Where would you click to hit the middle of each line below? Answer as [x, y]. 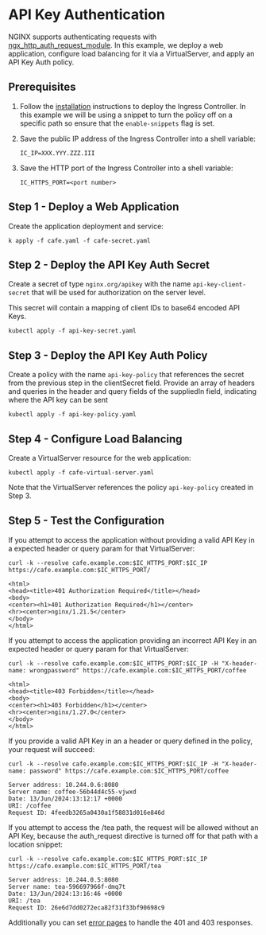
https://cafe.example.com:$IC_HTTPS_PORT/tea [85, 866]
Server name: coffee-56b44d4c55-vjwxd [72, 792]
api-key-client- [219, 285]
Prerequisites [42, 87]
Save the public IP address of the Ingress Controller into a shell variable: [138, 138]
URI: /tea [25, 901]
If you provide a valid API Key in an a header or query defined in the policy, [130, 741]
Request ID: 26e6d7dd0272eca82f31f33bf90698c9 [87, 908]
